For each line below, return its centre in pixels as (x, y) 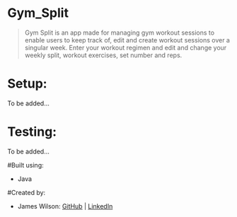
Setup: (27, 84)
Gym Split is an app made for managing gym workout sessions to (119, 33)
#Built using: (25, 165)
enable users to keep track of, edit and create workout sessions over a (127, 40)
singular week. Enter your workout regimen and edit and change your (126, 47)
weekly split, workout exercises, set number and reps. (103, 55)
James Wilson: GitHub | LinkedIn (65, 206)
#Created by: (27, 192)
